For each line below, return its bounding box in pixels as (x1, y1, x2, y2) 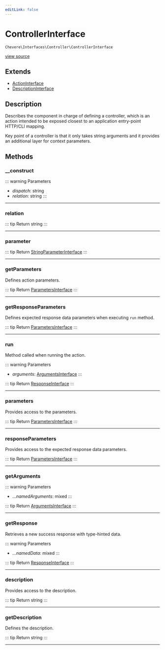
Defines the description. (5, 625, 54, 631)
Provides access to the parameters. (5, 409, 77, 415)
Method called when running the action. (5, 352, 86, 358)
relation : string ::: (12, 193, 47, 199)
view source (5, 53, 30, 59)
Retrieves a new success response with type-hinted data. (5, 531, 122, 537)
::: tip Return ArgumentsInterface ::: (5, 503, 77, 509)
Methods (5, 152, 33, 161)
